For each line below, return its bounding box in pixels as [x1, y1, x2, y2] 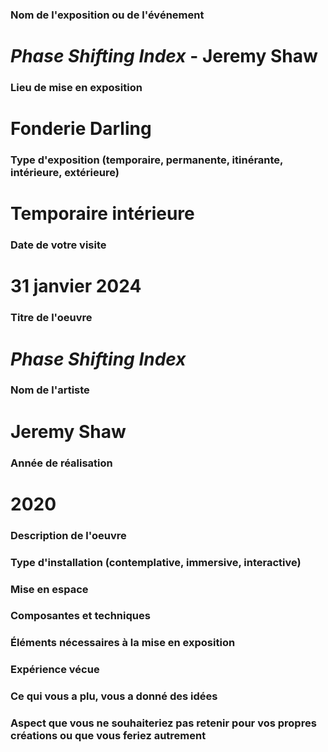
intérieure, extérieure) [10, 166, 120, 180]
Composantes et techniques [10, 609, 151, 623]
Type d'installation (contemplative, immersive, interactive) [10, 555, 302, 569]
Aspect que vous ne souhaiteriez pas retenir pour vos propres [10, 716, 317, 730]
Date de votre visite [10, 238, 107, 252]
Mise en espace [10, 582, 89, 596]
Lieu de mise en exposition [10, 81, 143, 95]
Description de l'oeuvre [10, 528, 127, 542]
